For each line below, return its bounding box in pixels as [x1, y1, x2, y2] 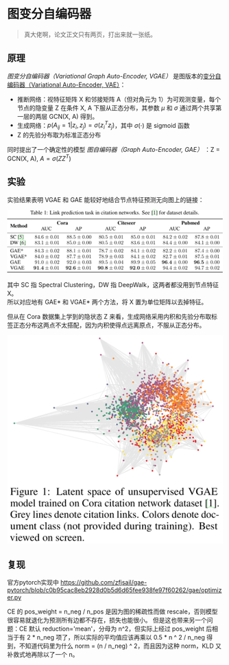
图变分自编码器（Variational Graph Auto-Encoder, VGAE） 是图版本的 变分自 [7, 71, 221, 80]
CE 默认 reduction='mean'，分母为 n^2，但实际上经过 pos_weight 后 [19, 624, 213, 633]
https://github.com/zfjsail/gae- [60, 578, 147, 587]
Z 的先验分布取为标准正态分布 [16, 131, 101, 139]
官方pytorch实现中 [7, 578, 60, 587]
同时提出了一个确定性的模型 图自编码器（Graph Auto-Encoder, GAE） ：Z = [7, 146, 221, 154]
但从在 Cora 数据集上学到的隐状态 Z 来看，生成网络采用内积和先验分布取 [7, 312, 212, 320]
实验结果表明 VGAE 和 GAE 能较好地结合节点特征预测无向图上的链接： [7, 195, 204, 203]
